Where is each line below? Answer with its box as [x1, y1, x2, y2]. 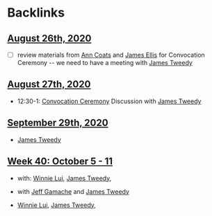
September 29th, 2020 [7, 117, 109, 129]
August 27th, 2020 [7, 78, 91, 91]
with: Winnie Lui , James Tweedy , [17, 174, 112, 182]
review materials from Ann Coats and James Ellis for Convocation [17, 51, 205, 59]
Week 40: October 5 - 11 [7, 156, 113, 168]
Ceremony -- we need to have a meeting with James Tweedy [17, 59, 193, 67]
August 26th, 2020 [7, 33, 92, 44]
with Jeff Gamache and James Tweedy [17, 187, 130, 195]
